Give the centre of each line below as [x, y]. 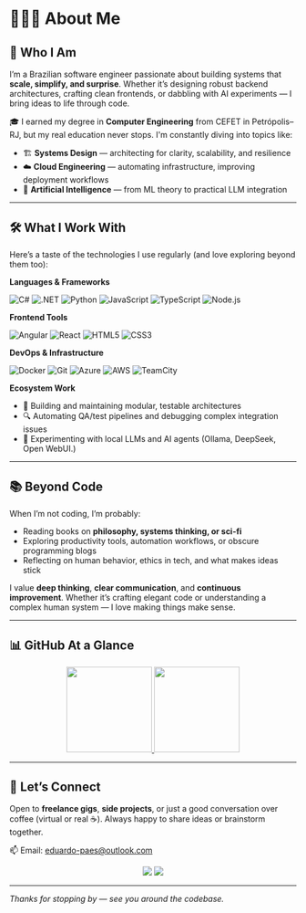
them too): [29, 264]
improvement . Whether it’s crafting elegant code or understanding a [138, 597]
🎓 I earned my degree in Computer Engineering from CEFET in [130, 121]
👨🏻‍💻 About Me [65, 19]
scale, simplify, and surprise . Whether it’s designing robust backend [139, 84]
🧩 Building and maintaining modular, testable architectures [132, 405]
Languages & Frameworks [60, 281]
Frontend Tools [39, 317]
